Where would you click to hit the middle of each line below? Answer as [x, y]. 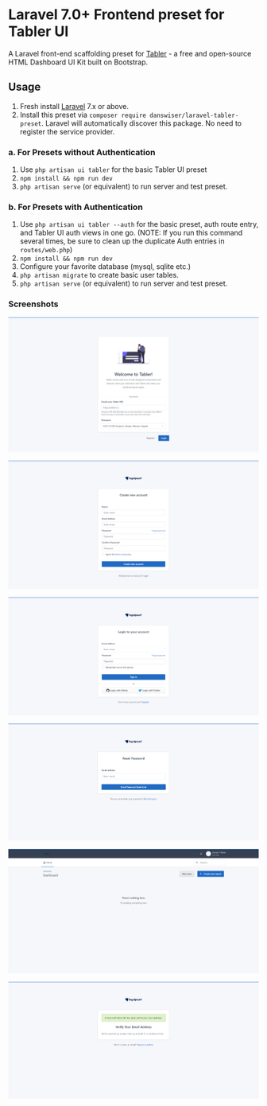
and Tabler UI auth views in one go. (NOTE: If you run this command [131, 233]
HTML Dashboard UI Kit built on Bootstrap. [78, 62]
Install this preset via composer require [83, 115]
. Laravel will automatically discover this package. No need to [141, 123]
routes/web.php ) [46, 250]
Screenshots [33, 304]
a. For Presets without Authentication [82, 152]
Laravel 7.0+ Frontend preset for [116, 15]
